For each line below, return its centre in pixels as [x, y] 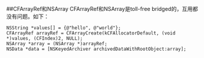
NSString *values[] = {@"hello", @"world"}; [64, 28]
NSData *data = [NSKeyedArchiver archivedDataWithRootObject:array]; [97, 49]
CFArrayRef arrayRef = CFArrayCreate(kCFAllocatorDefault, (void [91, 33]
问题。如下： [33, 16]
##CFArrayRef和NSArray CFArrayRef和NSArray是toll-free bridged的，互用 [100, 9]
